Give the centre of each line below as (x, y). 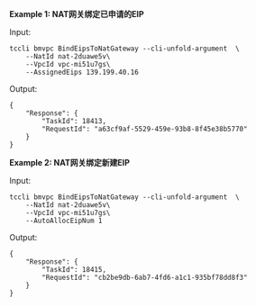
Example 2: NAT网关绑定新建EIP (70, 162)
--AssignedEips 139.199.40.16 (82, 72)
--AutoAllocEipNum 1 (64, 220)
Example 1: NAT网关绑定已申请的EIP (77, 14)
